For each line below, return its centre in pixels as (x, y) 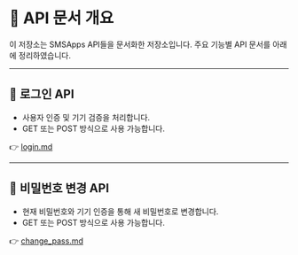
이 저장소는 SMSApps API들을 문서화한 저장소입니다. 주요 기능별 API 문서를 (140, 44)
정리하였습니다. (45, 55)
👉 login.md (31, 146)
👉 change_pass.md (47, 241)
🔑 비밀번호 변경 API (59, 188)
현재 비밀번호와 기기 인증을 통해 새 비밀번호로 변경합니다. (120, 211)
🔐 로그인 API (42, 94)
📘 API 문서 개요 (62, 18)
